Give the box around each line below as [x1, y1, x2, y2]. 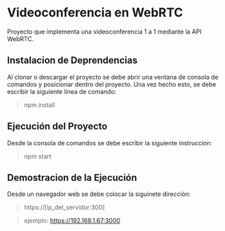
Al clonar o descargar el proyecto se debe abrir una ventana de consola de [7, 73, 219, 81]
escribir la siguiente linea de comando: [7, 87, 117, 95]
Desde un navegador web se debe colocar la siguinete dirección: [7, 190, 191, 198]
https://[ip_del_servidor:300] [23, 204, 105, 212]
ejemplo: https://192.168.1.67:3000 [23, 217, 121, 225]
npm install [23, 101, 56, 109]
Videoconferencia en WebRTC [7, 5, 183, 21]
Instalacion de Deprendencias [7, 55, 138, 66]
